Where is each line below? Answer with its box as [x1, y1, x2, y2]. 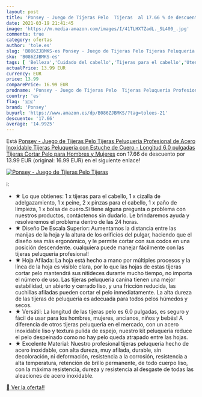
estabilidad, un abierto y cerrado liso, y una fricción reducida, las [14, 282, 176, 290]
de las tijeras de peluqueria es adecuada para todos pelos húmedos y [14, 295, 188, 302]
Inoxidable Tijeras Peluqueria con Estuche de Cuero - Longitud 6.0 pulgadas [6, 144, 195, 151]
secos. [14, 302, 32, 309]
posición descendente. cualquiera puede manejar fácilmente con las [14, 244, 185, 251]
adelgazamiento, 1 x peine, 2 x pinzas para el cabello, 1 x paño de [14, 199, 177, 206]
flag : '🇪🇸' [6, 98, 36, 104]
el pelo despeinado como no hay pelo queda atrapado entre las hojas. [14, 334, 188, 341]
